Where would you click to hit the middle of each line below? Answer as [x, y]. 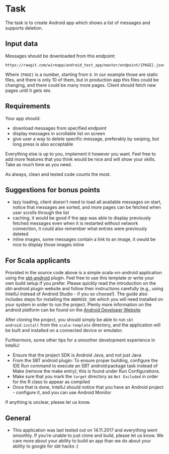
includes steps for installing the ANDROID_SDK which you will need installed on [84, 299]
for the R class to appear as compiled [51, 382]
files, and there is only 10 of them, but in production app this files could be [82, 80]
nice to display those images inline [48, 245]
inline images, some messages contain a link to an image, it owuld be [84, 240]
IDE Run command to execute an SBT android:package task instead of [85, 366]
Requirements [28, 106]
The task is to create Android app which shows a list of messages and [78, 23]
